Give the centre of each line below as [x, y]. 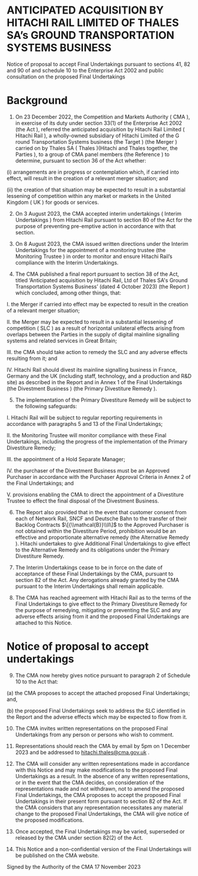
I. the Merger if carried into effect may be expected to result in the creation [98, 304]
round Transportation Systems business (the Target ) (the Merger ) [96, 141]
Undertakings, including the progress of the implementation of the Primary [97, 441]
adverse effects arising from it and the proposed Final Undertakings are [102, 616]
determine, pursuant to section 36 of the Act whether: [81, 160]
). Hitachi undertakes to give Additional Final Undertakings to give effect [103, 543]
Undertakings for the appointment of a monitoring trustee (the [90, 250]
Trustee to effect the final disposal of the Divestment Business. [83, 501]
